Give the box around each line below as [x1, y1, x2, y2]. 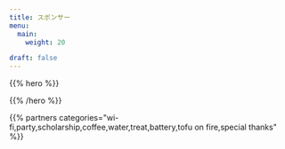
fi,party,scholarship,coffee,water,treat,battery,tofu [9, 122, 193, 133]
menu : [9, 21, 29, 30]
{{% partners [9, 113, 58, 123]
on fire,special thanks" [194, 122, 278, 133]
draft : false [9, 54, 58, 63]
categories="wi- [59, 113, 119, 123]
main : [17, 29, 38, 38]
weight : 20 [25, 37, 66, 47]
